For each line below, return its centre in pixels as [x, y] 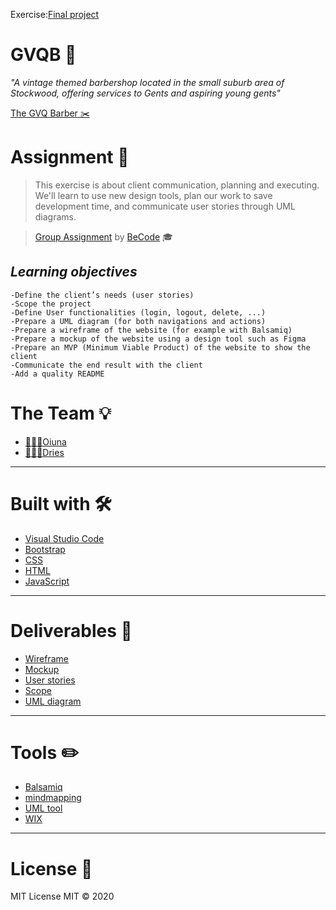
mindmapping [53, 798]
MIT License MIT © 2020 [62, 896]
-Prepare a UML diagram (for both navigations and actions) [138, 321]
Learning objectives [74, 272]
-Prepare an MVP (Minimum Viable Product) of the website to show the [160, 347]
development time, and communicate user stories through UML [165, 206]
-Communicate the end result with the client [106, 365]
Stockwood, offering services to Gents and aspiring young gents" [145, 93]
